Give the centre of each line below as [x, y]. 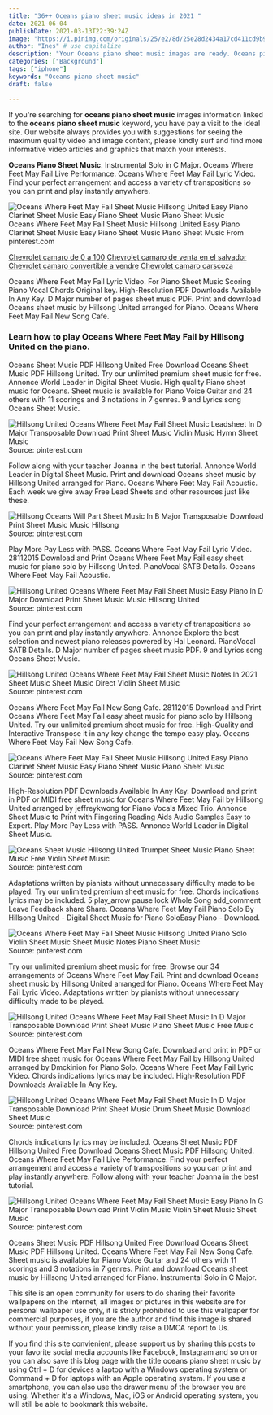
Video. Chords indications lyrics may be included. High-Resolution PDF [127, 1075]
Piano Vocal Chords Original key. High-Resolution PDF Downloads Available [135, 290]
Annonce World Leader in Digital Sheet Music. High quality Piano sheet [127, 382]
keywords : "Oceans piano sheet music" [74, 77]
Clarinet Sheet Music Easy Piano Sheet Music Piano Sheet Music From [126, 232]
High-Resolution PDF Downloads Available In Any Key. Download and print [133, 791]
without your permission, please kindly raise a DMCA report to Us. [119, 1327]
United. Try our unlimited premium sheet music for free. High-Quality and [131, 725]
